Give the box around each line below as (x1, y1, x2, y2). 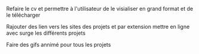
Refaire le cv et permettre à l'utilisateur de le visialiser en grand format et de (6, 5, 193, 12)
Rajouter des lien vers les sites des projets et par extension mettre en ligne (6, 23, 190, 30)
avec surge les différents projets (6, 29, 85, 37)
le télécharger (6, 11, 41, 19)
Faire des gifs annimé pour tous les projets (6, 41, 111, 48)
